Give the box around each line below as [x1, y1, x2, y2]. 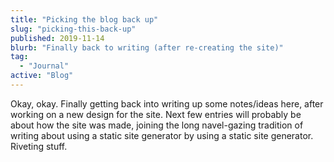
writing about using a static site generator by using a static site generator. [10, 129, 314, 141]
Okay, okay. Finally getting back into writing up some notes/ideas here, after [10, 97, 324, 110]
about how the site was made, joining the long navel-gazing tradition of [10, 119, 304, 131]
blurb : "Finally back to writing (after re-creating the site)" [10, 42, 284, 53]
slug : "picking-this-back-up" [10, 24, 137, 34]
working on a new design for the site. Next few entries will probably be [10, 108, 302, 120]
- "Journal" [19, 61, 70, 71]
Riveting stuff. [10, 140, 68, 152]
